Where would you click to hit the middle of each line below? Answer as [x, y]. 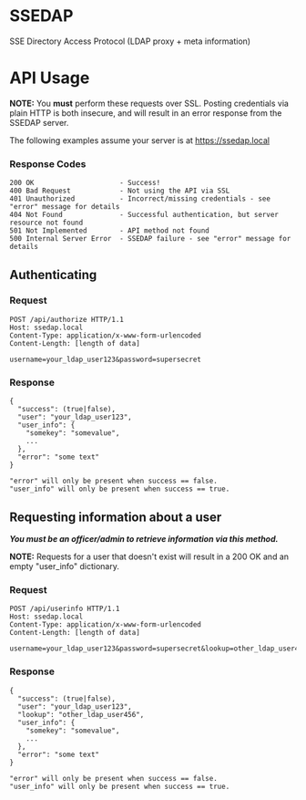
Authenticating [53, 275]
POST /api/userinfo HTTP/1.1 [65, 609]
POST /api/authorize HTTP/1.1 [67, 319]
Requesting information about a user [116, 517]
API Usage [50, 78]
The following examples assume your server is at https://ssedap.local [140, 140]
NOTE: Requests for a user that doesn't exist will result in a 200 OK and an [149, 556]
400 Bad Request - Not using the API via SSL [120, 191]
